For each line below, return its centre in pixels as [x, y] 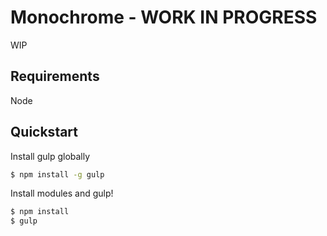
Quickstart [44, 132]
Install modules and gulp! [62, 193]
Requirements [55, 76]
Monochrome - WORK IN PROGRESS [164, 17]
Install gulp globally [50, 156]
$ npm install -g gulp [57, 174]
